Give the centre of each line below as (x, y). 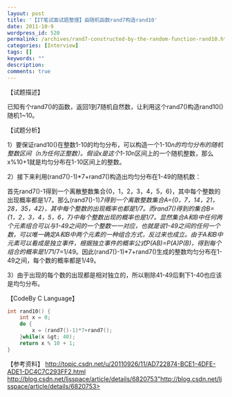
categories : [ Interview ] (43, 46)
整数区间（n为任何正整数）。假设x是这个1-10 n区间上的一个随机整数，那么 (110, 153)
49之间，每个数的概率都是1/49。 (54, 260)
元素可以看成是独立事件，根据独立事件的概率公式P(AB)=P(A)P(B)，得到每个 (115, 243)
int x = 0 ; (35, 318)
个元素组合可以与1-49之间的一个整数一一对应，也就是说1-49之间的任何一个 (114, 226)
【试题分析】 (25, 130)
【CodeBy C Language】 (43, 298)
